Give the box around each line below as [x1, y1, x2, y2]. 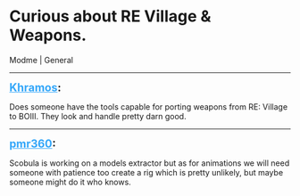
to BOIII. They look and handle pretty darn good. [9, 110, 187, 121]
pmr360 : [9, 136, 56, 151]
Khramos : [9, 80, 62, 94]
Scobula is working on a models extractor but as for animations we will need [9, 158, 290, 168]
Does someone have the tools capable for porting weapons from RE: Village [9, 101, 288, 112]
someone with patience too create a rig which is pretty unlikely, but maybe [9, 167, 284, 177]
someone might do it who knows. [9, 176, 131, 187]
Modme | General [9, 54, 74, 65]
